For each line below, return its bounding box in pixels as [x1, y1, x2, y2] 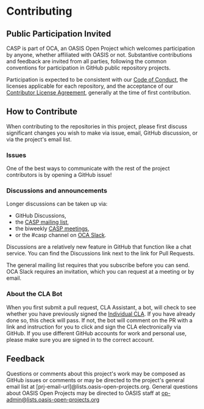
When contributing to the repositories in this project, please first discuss [6, 123, 188, 130]
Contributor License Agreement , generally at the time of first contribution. [6, 89, 191, 96]
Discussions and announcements [6, 187, 108, 195]
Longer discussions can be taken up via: [6, 200, 108, 208]
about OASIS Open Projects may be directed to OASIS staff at [6, 389, 160, 397]
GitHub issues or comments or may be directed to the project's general [6, 376, 185, 383]
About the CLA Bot [6, 290, 63, 298]
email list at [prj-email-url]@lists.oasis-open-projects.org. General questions [6, 383, 198, 390]
